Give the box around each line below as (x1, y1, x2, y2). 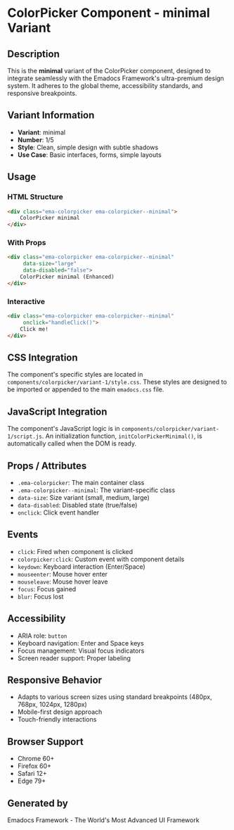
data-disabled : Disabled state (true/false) (17, 501, 138, 510)
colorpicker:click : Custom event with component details (17, 555, 185, 563)
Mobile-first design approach (17, 708, 103, 716)
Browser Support (7, 736, 84, 748)
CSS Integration (7, 351, 79, 363)
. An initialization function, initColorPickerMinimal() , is (41, 432, 202, 441)
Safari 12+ (17, 769, 47, 778)
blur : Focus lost (17, 592, 64, 601)
